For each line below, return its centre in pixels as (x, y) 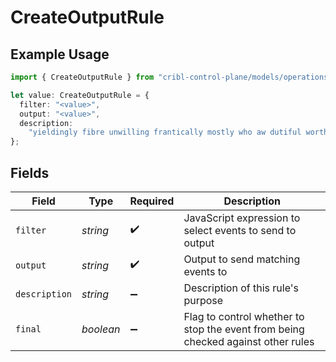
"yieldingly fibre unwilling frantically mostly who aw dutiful (165, 132)
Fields (30, 172)
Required (152, 201)
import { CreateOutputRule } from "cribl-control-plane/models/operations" (171, 77)
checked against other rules (249, 341)
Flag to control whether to (244, 316)
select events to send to (240, 230)
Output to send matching (242, 259)
